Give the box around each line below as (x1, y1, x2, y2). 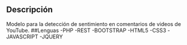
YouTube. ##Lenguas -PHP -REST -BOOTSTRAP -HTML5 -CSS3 (6, 27, 167, 34)
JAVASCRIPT (6, 33, 38, 40)
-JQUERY (39, 33, 63, 40)
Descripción (6, 5, 53, 15)
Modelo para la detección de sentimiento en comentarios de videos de (6, 20, 182, 27)
